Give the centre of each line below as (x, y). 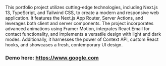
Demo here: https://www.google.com (52, 57)
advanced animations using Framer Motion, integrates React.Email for (78, 29)
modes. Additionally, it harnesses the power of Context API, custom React (82, 39)
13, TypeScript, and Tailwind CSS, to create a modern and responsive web (82, 13)
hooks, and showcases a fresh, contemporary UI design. (64, 45)
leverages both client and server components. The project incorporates (79, 23)
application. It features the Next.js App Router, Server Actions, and (74, 18)
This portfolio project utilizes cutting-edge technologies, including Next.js (81, 7)
